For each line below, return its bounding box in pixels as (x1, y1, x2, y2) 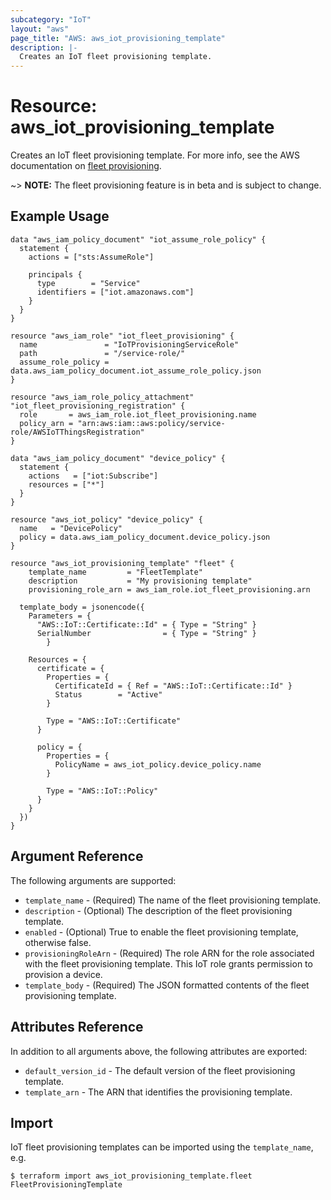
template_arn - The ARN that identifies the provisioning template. (24, 1086, 293, 1098)
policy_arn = (19, 418, 74, 428)
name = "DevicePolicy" (19, 523, 123, 533)
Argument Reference (10, 848, 144, 865)
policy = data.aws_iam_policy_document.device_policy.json (19, 532, 271, 542)
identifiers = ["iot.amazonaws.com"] (36, 287, 195, 297)
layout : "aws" (10, 24, 70, 34)
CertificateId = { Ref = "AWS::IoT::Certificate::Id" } (54, 681, 293, 691)
